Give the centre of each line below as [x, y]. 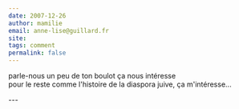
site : [17, 38]
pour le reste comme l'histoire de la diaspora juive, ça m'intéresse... [120, 84]
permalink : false [37, 53]
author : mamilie [35, 23]
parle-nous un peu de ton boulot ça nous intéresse [92, 76]
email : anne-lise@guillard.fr [59, 30]
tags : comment [32, 46]
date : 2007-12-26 [37, 16]
